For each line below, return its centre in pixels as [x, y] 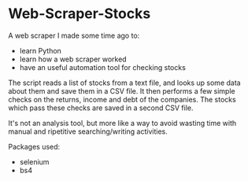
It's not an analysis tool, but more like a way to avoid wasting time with [122, 123]
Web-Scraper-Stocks [80, 14]
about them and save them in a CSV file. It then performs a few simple [122, 90]
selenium [34, 161]
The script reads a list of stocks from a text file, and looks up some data [125, 83]
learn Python [40, 50]
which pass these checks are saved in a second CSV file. [101, 108]
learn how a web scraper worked [73, 59]
